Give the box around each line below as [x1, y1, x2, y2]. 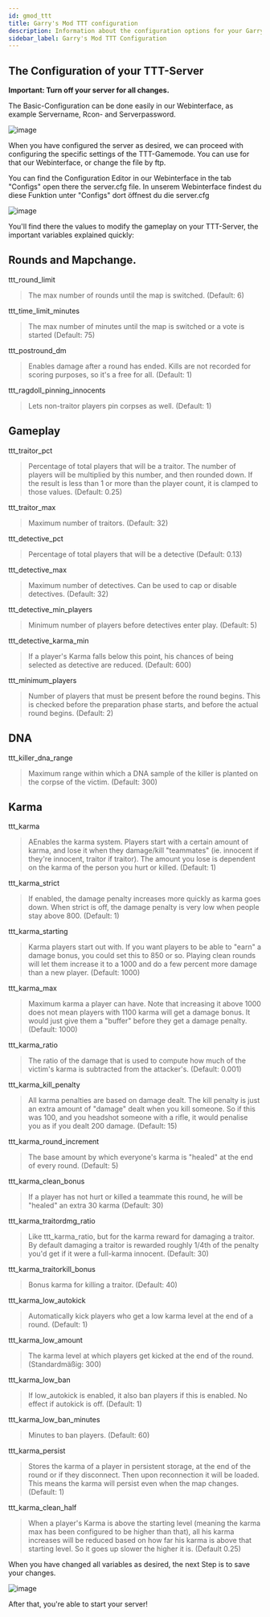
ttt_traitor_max [8, 502, 56, 512]
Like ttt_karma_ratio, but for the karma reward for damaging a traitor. [27, 1232, 256, 1241]
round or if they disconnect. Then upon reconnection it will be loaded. [27, 1470, 260, 1480]
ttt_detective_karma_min [8, 636, 89, 645]
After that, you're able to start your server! [8, 1599, 149, 1609]
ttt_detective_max [8, 565, 67, 574]
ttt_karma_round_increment [8, 1137, 100, 1146]
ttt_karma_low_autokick [8, 1296, 86, 1306]
